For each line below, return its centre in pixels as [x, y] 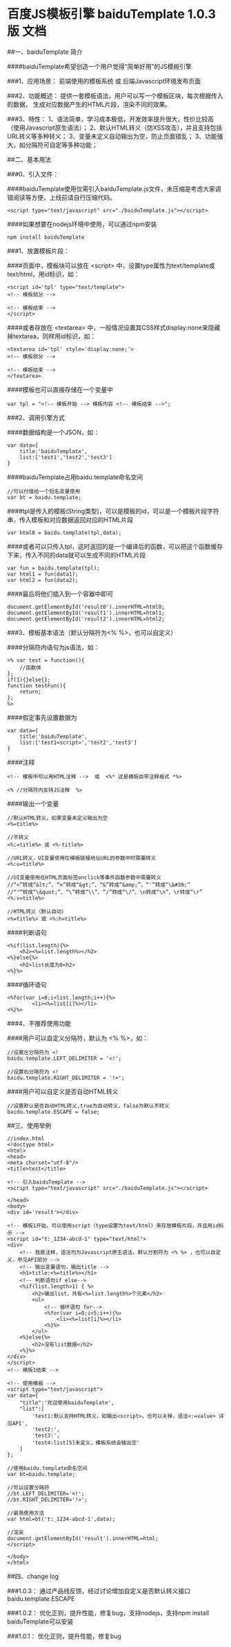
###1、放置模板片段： [39, 251]
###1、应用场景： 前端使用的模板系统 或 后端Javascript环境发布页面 [104, 81]
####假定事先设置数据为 [42, 717]
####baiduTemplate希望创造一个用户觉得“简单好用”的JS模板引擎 [99, 66]
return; [30, 691]
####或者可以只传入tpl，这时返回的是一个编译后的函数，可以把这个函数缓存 [115, 546]
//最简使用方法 [26, 1513]
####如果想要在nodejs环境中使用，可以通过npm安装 [82, 224]
